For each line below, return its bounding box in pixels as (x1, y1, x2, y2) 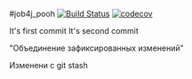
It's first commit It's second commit (9, 26, 140, 36)
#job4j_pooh (9, 9, 56, 19)
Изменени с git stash (9, 60, 89, 70)
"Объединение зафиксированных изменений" (9, 43, 184, 53)
